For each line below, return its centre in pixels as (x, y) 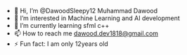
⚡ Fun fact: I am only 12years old (61, 44)
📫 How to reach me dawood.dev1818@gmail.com (86, 33)
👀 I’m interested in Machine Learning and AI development (97, 18)
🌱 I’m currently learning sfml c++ (62, 25)
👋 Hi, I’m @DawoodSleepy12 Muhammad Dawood (86, 11)
